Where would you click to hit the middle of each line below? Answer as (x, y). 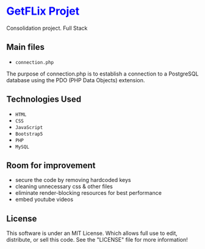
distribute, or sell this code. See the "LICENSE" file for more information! (97, 240)
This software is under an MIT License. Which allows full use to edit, (92, 233)
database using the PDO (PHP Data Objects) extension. (76, 80)
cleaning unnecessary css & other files (64, 186)
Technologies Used (44, 100)
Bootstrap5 (29, 134)
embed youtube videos (44, 200)
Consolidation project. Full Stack (47, 28)
